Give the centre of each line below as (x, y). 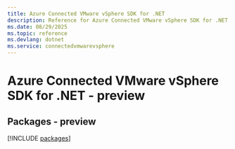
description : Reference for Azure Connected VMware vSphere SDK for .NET (118, 20)
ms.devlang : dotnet (36, 40)
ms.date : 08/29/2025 (38, 27)
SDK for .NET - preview (76, 96)
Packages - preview (52, 121)
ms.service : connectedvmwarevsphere (61, 46)
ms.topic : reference (38, 33)
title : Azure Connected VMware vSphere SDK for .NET (86, 14)
